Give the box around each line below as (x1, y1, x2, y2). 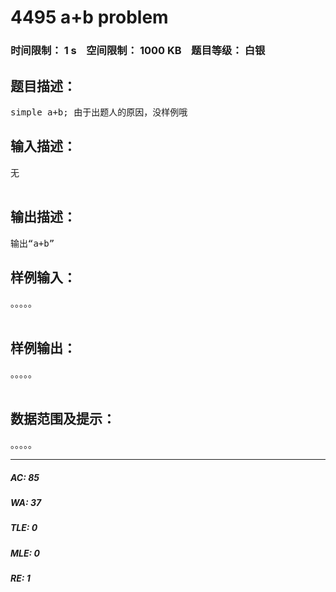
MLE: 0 (10, 547, 40, 559)
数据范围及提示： (10, 410, 116, 427)
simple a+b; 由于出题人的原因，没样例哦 (10, 106, 188, 118)
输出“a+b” (10, 237, 55, 249)
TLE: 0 (10, 522, 38, 534)
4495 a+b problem (10, 6, 169, 29)
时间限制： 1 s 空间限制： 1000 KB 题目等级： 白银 (10, 44, 266, 58)
